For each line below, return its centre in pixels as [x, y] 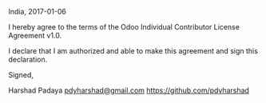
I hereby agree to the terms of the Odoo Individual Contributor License [124, 27]
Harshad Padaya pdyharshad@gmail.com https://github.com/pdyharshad [129, 90]
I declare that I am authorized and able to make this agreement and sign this [133, 51]
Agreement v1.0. [35, 36]
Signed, [21, 75]
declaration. [28, 59]
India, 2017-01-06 [37, 12]
